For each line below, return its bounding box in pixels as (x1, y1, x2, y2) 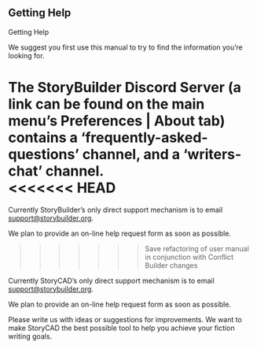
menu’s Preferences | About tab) (8, 112, 226, 129)
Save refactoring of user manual (145, 243, 249, 253)
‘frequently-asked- (80, 129, 208, 147)
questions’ (8, 146, 80, 163)
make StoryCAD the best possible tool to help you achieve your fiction (8, 323, 235, 332)
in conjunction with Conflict (145, 252, 234, 262)
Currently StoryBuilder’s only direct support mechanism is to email (8, 205, 223, 214)
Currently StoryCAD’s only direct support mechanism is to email (8, 276, 215, 285)
